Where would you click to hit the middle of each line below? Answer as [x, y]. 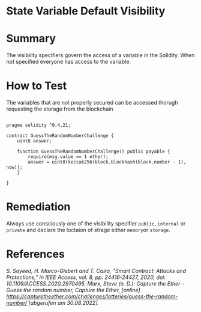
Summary [31, 39]
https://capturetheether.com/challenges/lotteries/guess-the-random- [92, 296]
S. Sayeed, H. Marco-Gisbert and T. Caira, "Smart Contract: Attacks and [96, 271]
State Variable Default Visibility [86, 11]
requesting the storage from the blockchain [60, 109]
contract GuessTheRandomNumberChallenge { [60, 136]
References [35, 254]
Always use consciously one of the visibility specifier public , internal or [96, 223]
